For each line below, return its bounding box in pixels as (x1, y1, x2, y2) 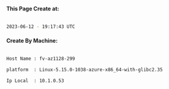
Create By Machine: (6, 37, 58, 44)
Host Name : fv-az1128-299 (6, 55, 75, 62)
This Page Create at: (6, 5, 59, 12)
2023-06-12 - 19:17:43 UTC (6, 24, 75, 30)
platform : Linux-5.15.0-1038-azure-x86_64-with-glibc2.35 (6, 67, 163, 73)
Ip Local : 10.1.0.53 (6, 78, 64, 84)
